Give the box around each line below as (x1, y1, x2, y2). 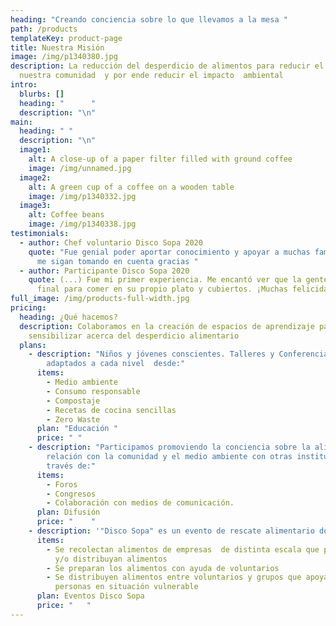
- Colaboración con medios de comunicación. (46, 498, 235, 508)
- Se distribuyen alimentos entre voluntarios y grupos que (46, 572, 302, 583)
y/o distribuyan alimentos (54, 554, 168, 564)
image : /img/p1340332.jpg (28, 191, 137, 201)
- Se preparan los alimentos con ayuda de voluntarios (46, 563, 280, 573)
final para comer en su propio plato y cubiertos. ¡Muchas (36, 284, 288, 295)
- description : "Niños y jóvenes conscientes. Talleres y (28, 349, 275, 360)
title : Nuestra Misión (10, 42, 105, 53)
